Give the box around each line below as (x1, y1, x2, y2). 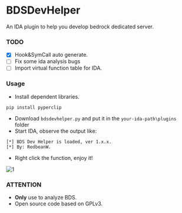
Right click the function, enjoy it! (14, 154, 93, 161)
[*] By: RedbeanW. (6, 144, 51, 150)
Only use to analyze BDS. (14, 194, 77, 201)
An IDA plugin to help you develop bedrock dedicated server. (6, 23, 154, 30)
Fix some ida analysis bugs (14, 58, 81, 65)
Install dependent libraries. (14, 93, 80, 100)
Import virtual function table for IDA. (14, 64, 102, 71)
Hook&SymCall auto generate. (14, 51, 88, 58)
